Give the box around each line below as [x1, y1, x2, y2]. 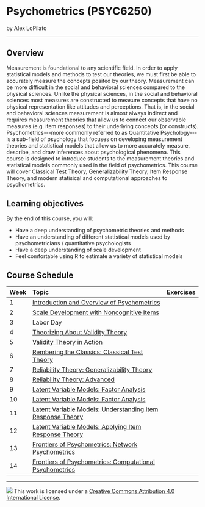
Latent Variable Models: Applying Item [32, 423, 142, 431]
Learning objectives [6, 198, 84, 209]
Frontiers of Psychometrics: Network [32, 440, 138, 449]
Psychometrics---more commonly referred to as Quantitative [6, 129, 160, 136]
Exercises [167, 288, 196, 297]
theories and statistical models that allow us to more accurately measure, [6, 142, 190, 149]
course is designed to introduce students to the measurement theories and [6, 154, 195, 162]
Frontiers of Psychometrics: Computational [32, 458, 156, 466]
